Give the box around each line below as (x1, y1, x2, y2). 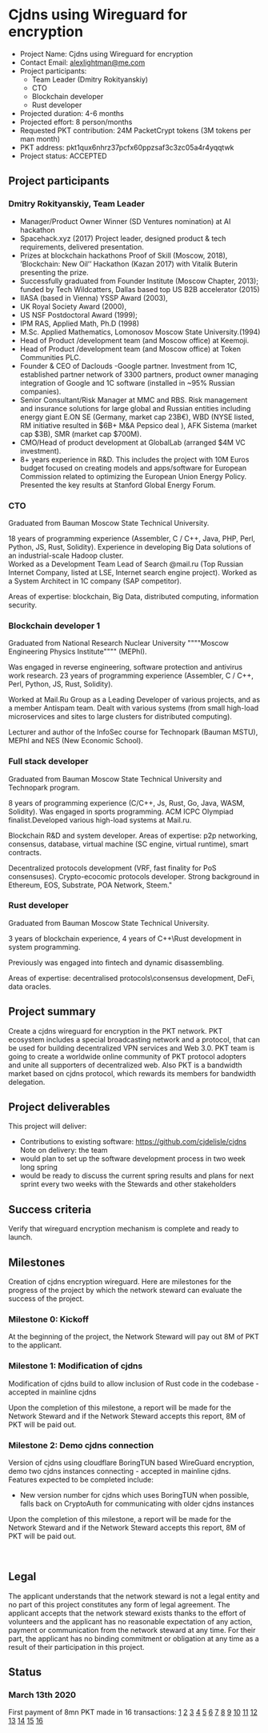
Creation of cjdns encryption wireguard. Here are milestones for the (8, 1277, 232, 1287)
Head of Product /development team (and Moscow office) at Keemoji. (19, 335, 250, 345)
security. (8, 600, 38, 610)
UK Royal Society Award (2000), (19, 302, 126, 311)
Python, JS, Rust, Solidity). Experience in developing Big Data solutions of (8, 542, 252, 551)
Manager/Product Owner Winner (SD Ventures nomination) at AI (19, 216, 231, 226)
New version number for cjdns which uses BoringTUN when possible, (19, 1490, 250, 1499)
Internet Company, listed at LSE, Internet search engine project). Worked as (8, 567, 258, 577)
